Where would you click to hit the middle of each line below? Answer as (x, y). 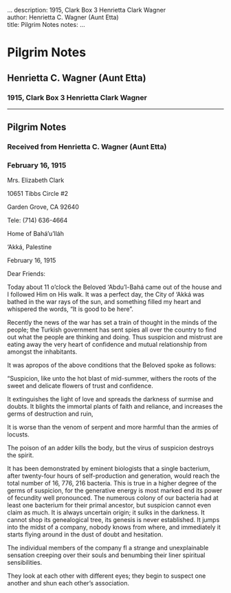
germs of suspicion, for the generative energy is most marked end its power (115, 491)
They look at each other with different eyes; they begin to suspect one (107, 576)
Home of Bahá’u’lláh (35, 234)
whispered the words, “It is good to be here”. (70, 309)
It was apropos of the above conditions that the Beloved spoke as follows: (112, 365)
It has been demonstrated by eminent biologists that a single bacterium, (109, 469)
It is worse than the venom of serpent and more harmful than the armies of (113, 428)
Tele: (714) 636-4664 (37, 221)
